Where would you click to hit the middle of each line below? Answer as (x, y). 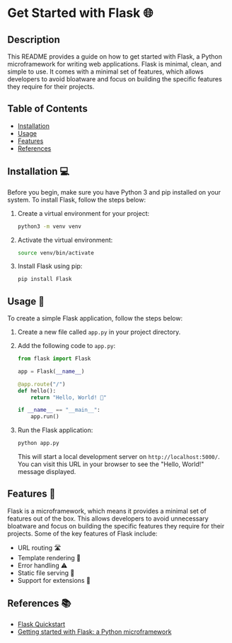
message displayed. (47, 472)
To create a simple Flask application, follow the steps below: (95, 318)
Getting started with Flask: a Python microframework (94, 632)
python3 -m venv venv (50, 226)
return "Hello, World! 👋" (69, 398)
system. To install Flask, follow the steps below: (77, 199)
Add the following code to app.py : (66, 346)
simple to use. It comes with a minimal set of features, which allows (105, 71)
